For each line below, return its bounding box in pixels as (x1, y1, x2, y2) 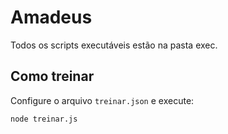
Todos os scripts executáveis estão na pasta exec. (10, 39, 218, 51)
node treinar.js (10, 114, 78, 124)
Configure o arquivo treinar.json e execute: (10, 94, 195, 106)
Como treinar (10, 68, 95, 85)
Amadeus (10, 6, 93, 29)
